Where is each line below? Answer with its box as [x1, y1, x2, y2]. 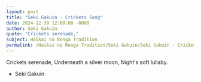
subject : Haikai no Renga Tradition [6, 37, 98, 42]
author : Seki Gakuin [6, 25, 58, 32]
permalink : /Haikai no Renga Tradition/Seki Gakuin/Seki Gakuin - [6, 42, 175, 48]
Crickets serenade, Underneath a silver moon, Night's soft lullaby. [6, 58, 169, 66]
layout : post [6, 8, 39, 15]
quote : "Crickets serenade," [6, 31, 79, 37]
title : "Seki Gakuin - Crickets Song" [6, 14, 103, 20]
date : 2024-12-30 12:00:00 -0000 [6, 20, 90, 26]
